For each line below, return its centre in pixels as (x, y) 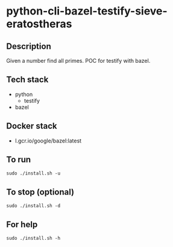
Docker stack (32, 126)
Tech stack (27, 80)
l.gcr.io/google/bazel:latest (48, 141)
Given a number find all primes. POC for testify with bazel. (78, 61)
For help (22, 224)
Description (29, 46)
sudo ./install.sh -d (33, 206)
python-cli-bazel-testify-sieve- (87, 11)
